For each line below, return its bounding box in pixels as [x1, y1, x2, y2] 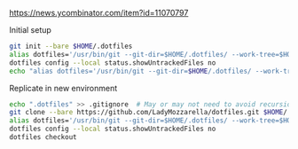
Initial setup [9, 25, 51, 35]
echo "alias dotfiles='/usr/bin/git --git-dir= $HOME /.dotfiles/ [9, 67, 252, 75]
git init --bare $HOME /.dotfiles [9, 42, 133, 51]
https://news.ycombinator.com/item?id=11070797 [9, 8, 189, 18]
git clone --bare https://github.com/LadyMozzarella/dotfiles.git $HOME [9, 108, 284, 117]
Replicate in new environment [9, 82, 118, 93]
